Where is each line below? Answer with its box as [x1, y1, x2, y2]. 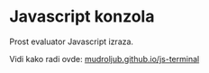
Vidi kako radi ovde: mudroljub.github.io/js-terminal [9, 53, 200, 64]
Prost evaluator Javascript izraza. [9, 36, 133, 47]
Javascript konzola [9, 6, 155, 27]
